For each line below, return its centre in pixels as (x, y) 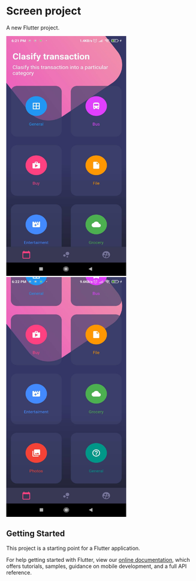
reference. (19, 572)
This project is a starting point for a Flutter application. (73, 548)
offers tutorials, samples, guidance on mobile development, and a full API (97, 566)
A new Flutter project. (33, 28)
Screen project (44, 11)
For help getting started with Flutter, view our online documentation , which (98, 559)
